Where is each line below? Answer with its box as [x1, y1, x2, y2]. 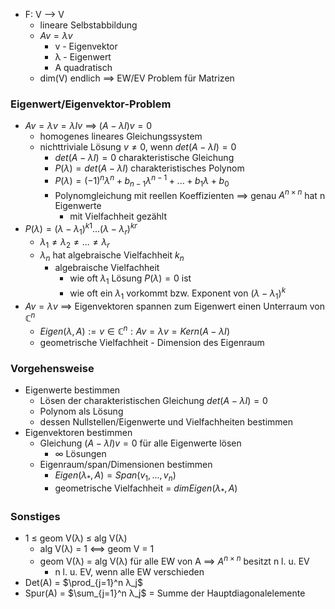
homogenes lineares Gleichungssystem [39, 130, 203, 143]
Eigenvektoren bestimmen [24, 427, 133, 439]
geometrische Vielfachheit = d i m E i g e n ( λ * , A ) [54, 482, 238, 496]
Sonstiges [10, 509, 61, 523]
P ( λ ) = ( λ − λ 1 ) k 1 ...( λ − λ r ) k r [24, 221, 138, 237]
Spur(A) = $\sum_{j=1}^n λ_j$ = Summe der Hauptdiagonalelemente [24, 587, 306, 599]
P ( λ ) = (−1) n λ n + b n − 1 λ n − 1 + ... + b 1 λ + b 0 [54, 173, 230, 189]
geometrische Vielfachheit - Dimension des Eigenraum [39, 337, 265, 349]
